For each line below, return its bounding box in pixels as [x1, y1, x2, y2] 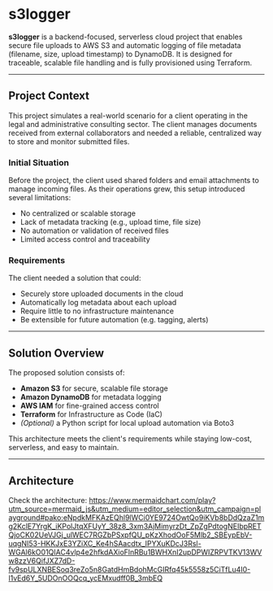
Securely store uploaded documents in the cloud [19, 289, 184, 299]
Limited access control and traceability [19, 234, 150, 244]
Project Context [8, 89, 89, 103]
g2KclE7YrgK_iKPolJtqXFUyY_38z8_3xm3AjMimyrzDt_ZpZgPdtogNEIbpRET [8, 521, 262, 531]
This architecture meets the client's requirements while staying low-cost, [8, 434, 253, 444]
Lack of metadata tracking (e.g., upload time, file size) [19, 217, 201, 227]
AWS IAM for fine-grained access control [19, 401, 160, 411]
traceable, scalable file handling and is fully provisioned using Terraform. [8, 58, 253, 68]
